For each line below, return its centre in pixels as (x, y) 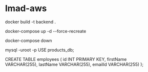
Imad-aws (26, 8)
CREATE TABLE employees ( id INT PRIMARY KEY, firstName (66, 59)
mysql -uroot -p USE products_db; (40, 50)
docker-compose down (29, 40)
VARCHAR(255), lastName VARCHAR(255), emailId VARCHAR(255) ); (74, 64)
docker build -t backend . (31, 22)
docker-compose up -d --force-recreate (46, 31)
